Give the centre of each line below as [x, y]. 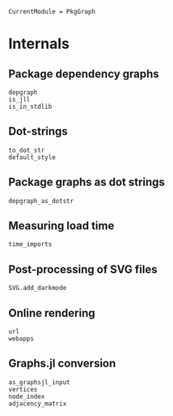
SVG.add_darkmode [38, 288]
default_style [32, 157]
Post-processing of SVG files [83, 269]
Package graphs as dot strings [87, 182]
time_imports [30, 245]
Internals [39, 44]
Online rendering [52, 313]
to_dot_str [27, 150]
